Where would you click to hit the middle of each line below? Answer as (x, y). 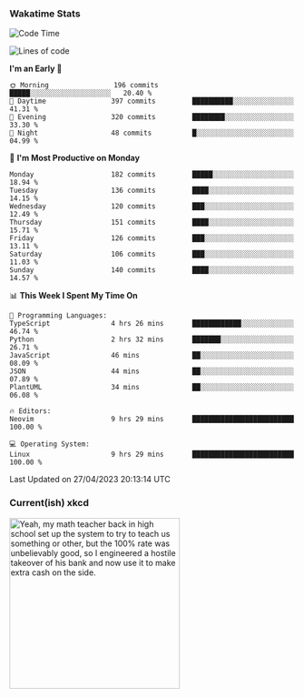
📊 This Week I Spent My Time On (74, 296)
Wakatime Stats (45, 14)
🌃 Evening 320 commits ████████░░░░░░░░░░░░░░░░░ (152, 117)
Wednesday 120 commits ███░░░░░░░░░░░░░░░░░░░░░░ (152, 207)
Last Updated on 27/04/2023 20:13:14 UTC (90, 480)
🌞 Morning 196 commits (84, 86)
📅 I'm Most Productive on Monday (75, 158)
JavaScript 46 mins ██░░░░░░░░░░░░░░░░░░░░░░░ (152, 356)
